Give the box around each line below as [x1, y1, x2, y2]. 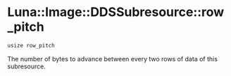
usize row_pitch [7, 42, 55, 49]
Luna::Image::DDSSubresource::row [7, 4, 225, 20]
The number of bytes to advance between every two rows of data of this [7, 54, 218, 63]
